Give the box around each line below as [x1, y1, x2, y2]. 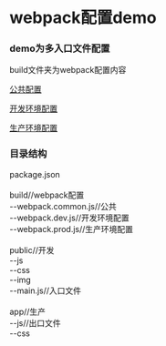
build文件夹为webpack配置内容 [9, 65, 127, 76]
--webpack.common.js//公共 [9, 200, 117, 211]
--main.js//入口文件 [9, 285, 82, 296]
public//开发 [9, 244, 55, 255]
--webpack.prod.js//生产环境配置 [9, 223, 134, 234]
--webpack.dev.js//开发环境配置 [9, 212, 130, 223]
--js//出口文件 [9, 317, 61, 328]
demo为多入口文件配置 [9, 42, 110, 55]
